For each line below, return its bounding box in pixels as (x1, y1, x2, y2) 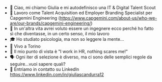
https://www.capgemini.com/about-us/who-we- (59, 15, 157, 21)
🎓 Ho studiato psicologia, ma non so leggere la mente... (9, 36, 124, 42)
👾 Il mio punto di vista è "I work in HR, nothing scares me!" (9, 49, 128, 54)
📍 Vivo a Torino (9, 43, 41, 49)
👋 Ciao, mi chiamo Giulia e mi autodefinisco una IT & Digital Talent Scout (9, 5, 156, 10)
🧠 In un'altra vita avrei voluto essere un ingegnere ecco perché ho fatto (9, 26, 154, 31)
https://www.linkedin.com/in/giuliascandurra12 (9, 72, 104, 77)
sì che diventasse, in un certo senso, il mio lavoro (9, 31, 109, 36)
